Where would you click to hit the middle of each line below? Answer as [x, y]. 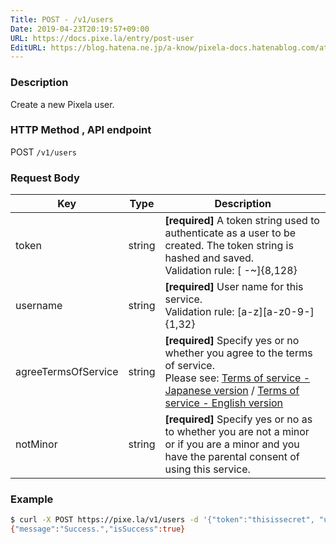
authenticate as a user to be [230, 233]
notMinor [36, 444]
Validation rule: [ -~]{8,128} [231, 271]
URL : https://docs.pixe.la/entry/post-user [102, 38]
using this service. [207, 469]
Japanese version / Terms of [232, 391]
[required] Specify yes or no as [238, 419]
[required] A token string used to [242, 221]
